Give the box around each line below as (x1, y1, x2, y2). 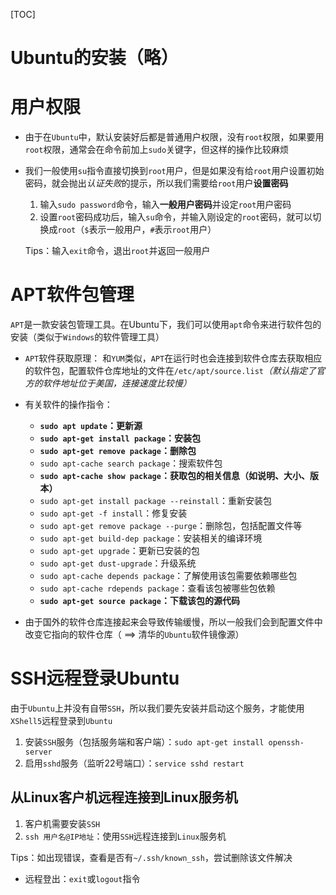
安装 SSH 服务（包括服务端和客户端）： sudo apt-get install (24, 736, 265, 748)
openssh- (268, 738, 305, 748)
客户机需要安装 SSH (24, 817, 101, 829)
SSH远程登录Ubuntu (10, 667, 180, 690)
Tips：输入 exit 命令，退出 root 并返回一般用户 (24, 245, 211, 257)
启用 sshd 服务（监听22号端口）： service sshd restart (24, 757, 245, 769)
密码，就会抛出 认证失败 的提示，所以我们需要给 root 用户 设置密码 (24, 177, 289, 189)
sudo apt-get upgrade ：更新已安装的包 (39, 545, 200, 557)
